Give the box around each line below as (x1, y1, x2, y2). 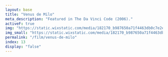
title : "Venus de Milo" (5, 12, 55, 17)
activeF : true (5, 21, 35, 26)
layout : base (5, 7, 32, 12)
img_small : (5, 30, 28, 35)
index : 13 (5, 40, 26, 45)
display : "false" (5, 44, 41, 49)
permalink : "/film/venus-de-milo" (5, 35, 77, 40)
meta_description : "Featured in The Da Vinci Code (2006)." (5, 16, 133, 21)
